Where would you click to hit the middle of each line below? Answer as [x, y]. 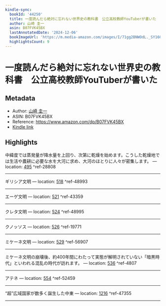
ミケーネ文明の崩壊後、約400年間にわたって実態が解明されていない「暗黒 [80, 257]
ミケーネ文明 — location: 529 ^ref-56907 [47, 241]
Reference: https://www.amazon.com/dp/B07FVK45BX [68, 122]
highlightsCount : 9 [30, 42]
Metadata [20, 98]
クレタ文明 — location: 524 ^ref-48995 [45, 211]
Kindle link [23, 127]
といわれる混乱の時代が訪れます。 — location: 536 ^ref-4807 [75, 263]
